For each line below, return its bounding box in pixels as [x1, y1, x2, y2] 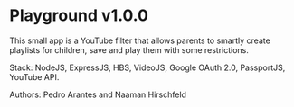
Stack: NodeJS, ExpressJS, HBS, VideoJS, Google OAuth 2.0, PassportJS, [9, 62, 286, 73]
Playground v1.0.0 [9, 5, 149, 26]
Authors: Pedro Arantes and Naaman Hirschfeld [9, 89, 187, 100]
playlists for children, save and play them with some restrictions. [9, 44, 249, 55]
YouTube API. [9, 71, 60, 82]
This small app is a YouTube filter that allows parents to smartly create [9, 35, 271, 46]
